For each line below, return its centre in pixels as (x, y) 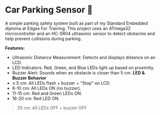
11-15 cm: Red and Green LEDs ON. (47, 93)
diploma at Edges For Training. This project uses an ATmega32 (68, 28)
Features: (15, 48)
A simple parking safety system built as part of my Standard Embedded (77, 23)
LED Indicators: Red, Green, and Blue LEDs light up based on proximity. (83, 68)
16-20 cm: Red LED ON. (36, 98)
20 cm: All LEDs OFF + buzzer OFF (52, 108)
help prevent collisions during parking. (44, 39)
